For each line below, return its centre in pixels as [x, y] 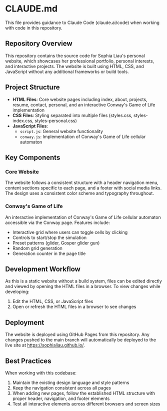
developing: [17, 292]
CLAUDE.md [31, 9]
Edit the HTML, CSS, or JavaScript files [53, 301]
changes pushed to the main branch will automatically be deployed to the [81, 340]
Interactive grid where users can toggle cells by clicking [70, 232]
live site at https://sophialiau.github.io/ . [45, 345]
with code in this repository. [34, 27]
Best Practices [28, 361]
